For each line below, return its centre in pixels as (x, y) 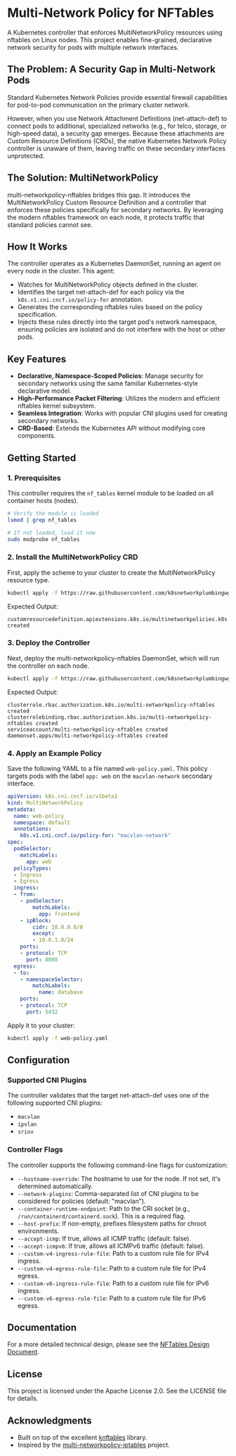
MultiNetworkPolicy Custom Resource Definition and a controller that (107, 202)
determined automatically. (55, 1186)
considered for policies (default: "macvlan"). (81, 1201)
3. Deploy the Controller (49, 643)
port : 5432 (42, 1012)
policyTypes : (33, 868)
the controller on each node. (48, 665)
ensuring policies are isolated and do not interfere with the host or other (122, 330)
